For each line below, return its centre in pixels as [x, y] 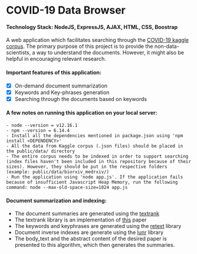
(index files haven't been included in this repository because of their [99, 161]
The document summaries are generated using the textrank [87, 214]
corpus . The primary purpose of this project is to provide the [80, 46]
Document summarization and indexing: [56, 200]
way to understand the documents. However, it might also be [110, 53]
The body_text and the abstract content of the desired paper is [91, 239]
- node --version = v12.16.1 [42, 125]
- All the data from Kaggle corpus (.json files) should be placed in [95, 146]
